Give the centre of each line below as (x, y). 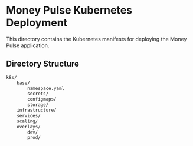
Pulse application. (28, 45)
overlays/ (29, 127)
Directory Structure (43, 64)
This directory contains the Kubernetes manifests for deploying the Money (97, 39)
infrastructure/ (37, 110)
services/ (29, 115)
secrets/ (38, 94)
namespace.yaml (46, 88)
